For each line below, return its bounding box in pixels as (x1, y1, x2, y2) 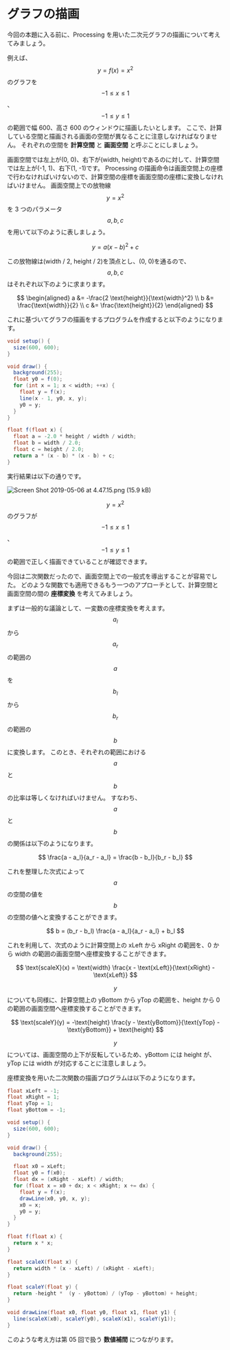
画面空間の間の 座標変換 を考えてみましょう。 (7, 590, 137, 598)
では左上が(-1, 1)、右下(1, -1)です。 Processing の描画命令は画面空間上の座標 (7, 163, 223, 172)
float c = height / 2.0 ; (13, 446, 84, 453)
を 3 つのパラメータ (7, 205, 63, 214)
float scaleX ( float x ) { (7, 1258, 78, 1265)
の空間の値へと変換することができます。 (7, 913, 121, 921)
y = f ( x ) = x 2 (97, 65, 134, 74)
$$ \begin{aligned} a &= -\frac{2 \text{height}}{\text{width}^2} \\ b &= (16, 294, 214, 302)
